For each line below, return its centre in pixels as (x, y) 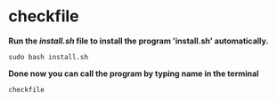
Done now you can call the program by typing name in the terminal (134, 74)
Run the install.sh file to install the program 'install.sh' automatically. (138, 41)
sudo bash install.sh (49, 57)
